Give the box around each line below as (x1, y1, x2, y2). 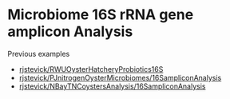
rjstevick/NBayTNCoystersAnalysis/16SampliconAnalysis (18, 81, 206, 91)
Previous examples (7, 49, 70, 58)
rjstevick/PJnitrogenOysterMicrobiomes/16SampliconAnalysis (18, 73, 222, 82)
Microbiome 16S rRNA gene (7, 6, 194, 24)
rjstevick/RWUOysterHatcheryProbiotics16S (18, 64, 164, 73)
